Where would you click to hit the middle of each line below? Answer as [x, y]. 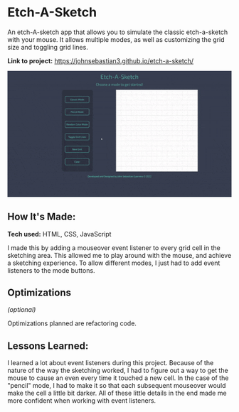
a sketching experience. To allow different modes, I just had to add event [114, 263]
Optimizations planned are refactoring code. [72, 323]
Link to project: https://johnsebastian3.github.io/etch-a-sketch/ [101, 60]
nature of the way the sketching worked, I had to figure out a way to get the [118, 371]
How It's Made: [42, 217]
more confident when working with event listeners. [82, 401]
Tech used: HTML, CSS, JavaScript [59, 234]
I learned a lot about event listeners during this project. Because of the [111, 363]
